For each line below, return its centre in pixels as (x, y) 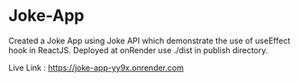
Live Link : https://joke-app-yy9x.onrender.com (96, 68)
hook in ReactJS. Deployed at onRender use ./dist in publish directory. (138, 50)
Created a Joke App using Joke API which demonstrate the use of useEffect (150, 41)
